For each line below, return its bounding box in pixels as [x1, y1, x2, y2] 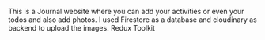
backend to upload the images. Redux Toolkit [8, 24, 156, 32]
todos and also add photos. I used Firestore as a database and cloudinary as [8, 15, 257, 24]
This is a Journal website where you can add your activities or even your [8, 7, 244, 16]
